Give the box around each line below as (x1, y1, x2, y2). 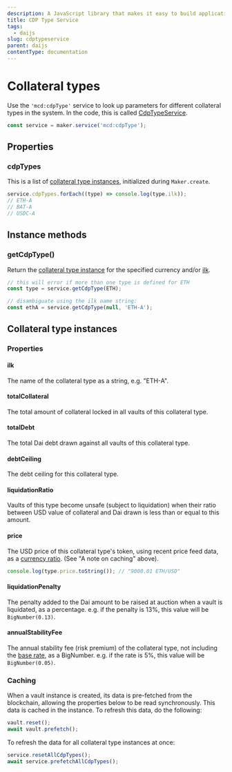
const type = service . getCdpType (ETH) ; (7, 285, 122, 292)
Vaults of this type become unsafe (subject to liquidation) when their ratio (7, 501, 216, 510)
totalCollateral (7, 392, 50, 401)
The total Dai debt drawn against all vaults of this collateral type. (7, 438, 191, 447)
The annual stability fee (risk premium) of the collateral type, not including (7, 644, 217, 652)
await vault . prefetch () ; (7, 726, 79, 733)
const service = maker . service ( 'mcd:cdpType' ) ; (7, 122, 147, 128)
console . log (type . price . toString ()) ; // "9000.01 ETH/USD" (7, 568, 181, 575)
